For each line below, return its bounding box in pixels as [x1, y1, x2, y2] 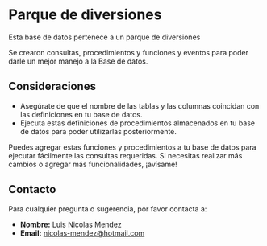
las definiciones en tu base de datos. [19, 109, 143, 119]
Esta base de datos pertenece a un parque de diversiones [8, 32, 201, 42]
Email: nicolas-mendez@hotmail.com [19, 228, 145, 238]
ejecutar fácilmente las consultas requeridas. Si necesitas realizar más [8, 150, 243, 160]
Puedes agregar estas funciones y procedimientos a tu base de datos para [8, 142, 257, 152]
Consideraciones [8, 80, 97, 93]
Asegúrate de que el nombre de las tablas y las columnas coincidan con [19, 100, 260, 110]
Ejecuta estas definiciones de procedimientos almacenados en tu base [19, 118, 256, 128]
